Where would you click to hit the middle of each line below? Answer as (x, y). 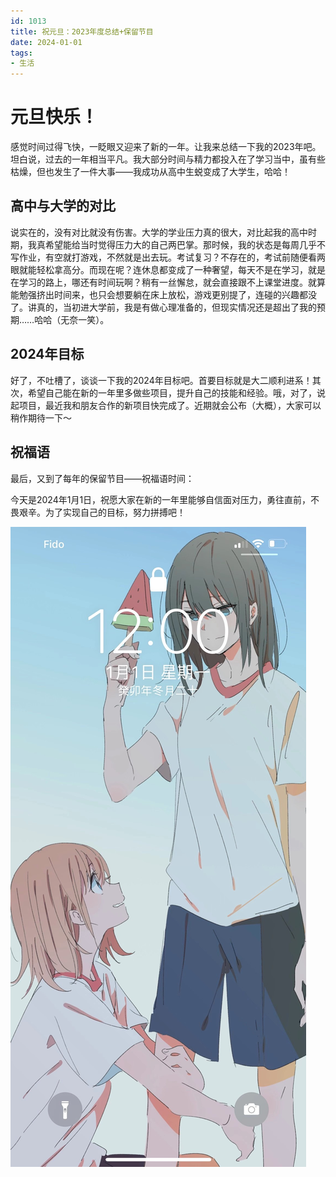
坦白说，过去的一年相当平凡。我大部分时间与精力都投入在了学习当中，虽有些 (168, 159)
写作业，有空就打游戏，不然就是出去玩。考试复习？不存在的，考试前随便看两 (168, 257)
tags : (21, 53)
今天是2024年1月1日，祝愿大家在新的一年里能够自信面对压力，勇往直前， (161, 499)
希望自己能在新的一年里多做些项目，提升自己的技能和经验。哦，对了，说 (176, 392)
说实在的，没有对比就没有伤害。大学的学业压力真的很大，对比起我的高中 (159, 232)
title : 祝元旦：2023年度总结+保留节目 (82, 31)
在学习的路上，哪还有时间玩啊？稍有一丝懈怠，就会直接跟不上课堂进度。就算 (168, 282)
